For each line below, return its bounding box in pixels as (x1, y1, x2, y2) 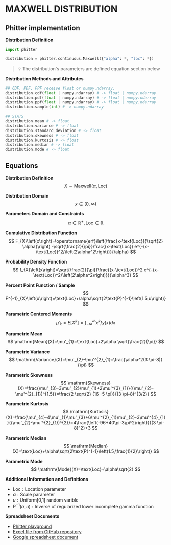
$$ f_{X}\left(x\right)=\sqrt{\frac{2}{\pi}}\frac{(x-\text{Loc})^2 (12, 267, 143, 273)
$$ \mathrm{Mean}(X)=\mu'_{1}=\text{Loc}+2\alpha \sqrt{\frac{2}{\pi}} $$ (7, 339, 164, 345)
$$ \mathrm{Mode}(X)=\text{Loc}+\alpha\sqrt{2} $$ (31, 466, 141, 472)
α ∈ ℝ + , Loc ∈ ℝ (68, 219, 104, 226)
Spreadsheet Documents (5, 513, 60, 519)
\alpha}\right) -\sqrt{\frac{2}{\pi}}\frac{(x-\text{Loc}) (22, 243, 134, 249)
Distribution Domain (5, 192, 49, 199)
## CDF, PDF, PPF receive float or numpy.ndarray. (5, 85, 115, 91)
